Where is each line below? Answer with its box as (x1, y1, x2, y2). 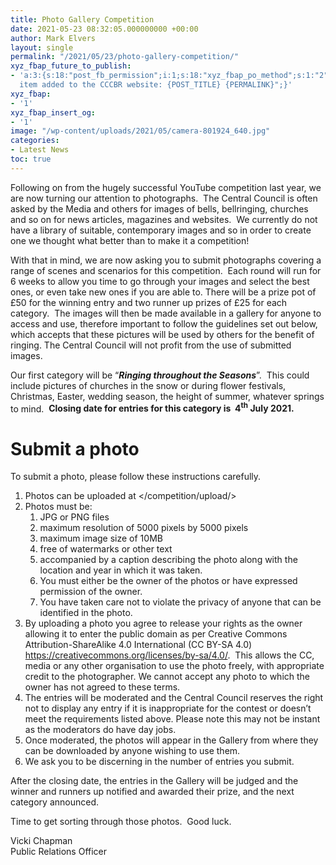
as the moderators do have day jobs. (24, 724, 177, 736)
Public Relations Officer (10, 846, 108, 858)
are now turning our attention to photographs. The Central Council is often (10, 192, 318, 204)
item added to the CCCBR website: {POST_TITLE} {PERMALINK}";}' (19, 80, 293, 90)
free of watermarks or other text (39, 543, 173, 555)
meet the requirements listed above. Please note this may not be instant (24, 713, 321, 725)
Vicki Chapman (10, 835, 73, 847)
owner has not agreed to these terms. (24, 681, 181, 693)
